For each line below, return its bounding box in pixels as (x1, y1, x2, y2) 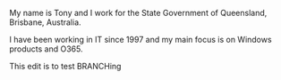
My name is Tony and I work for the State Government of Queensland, (9, 8, 268, 18)
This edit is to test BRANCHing (9, 61, 122, 71)
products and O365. (9, 44, 83, 54)
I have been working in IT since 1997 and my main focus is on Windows (9, 35, 272, 44)
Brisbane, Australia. (9, 17, 82, 28)
